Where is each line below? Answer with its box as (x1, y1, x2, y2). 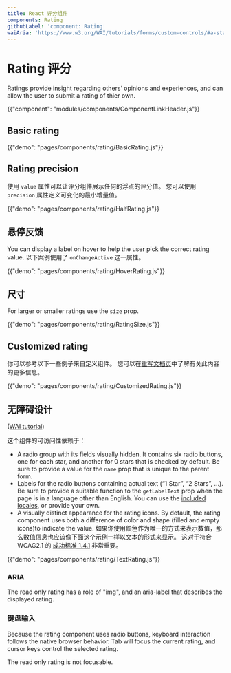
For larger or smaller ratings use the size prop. (7, 307, 140, 315)
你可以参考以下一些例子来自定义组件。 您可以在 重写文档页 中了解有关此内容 (7, 359, 220, 368)
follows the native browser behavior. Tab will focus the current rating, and (7, 637, 216, 645)
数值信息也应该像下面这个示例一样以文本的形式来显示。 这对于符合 (23, 533, 212, 541)
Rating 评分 (7, 61, 72, 76)
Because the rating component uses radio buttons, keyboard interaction (7, 630, 211, 638)
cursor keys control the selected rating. (7, 644, 119, 652)
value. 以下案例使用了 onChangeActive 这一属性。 (7, 253, 145, 261)
